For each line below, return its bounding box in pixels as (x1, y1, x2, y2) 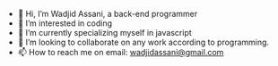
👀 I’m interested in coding (17, 18, 113, 29)
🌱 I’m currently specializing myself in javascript (17, 28, 193, 37)
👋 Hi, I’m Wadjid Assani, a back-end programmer (17, 9, 198, 19)
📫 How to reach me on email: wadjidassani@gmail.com (17, 47, 224, 57)
